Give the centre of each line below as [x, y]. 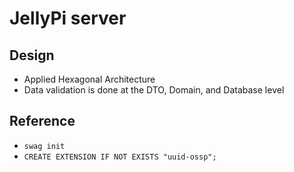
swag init [44, 146]
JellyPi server [68, 18]
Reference [42, 121]
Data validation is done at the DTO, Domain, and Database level [154, 90]
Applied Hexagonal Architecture [89, 79]
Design [32, 55]
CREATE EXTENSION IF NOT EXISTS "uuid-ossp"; [120, 157]
